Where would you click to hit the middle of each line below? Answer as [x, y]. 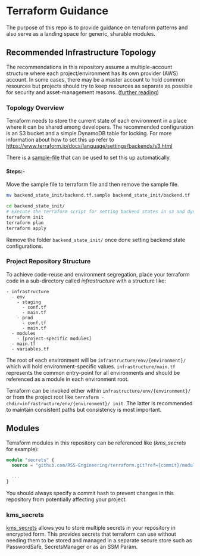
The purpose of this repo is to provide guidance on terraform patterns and [97, 27]
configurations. [25, 246]
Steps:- [16, 171]
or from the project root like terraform [53, 397]
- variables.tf [30, 349]
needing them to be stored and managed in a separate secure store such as [99, 541]
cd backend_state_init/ [36, 206]
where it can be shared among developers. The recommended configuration [100, 127]
